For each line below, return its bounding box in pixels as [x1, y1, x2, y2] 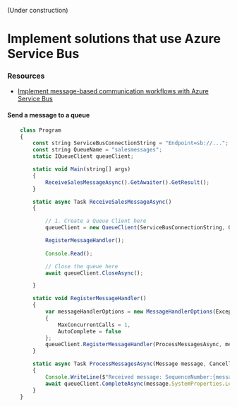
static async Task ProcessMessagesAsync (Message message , [32, 360, 207, 367]
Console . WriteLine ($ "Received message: [44, 373, 162, 381]
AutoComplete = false [57, 328, 121, 335]
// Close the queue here [44, 263, 119, 270]
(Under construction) [7, 6, 68, 14]
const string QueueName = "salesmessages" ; [32, 147, 162, 154]
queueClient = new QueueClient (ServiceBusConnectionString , [44, 224, 226, 231]
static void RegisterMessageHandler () [32, 295, 147, 302]
